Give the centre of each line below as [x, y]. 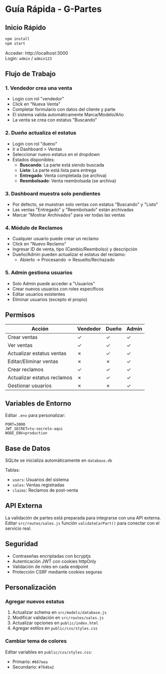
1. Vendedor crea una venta [39, 88]
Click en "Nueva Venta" [36, 104]
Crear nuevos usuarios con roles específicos [58, 289]
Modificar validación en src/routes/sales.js [58, 618]
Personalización [31, 588]
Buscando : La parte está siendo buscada [62, 165]
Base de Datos [28, 448]
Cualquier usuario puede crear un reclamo [55, 239]
